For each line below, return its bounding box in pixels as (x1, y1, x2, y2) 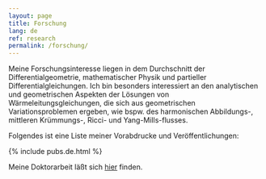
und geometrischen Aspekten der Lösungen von (8, 89, 170, 99)
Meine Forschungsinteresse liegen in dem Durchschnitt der (8, 64, 206, 73)
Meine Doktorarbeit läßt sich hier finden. (8, 162, 143, 172)
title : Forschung (8, 19, 67, 27)
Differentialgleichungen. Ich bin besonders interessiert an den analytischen (8, 81, 259, 91)
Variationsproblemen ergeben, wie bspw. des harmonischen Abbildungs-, (8, 106, 254, 117)
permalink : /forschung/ (8, 42, 89, 50)
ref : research (8, 34, 57, 43)
